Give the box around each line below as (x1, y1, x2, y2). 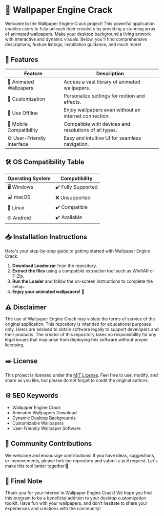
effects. (63, 98, 82, 105)
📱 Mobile (7, 120, 28, 127)
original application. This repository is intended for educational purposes (5, 321, 151, 327)
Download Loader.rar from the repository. (12, 263, 97, 269)
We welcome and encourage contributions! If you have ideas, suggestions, (5, 452, 155, 458)
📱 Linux (7, 204, 25, 211)
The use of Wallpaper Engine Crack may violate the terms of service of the (5, 316, 155, 322)
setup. (12, 284, 25, 290)
